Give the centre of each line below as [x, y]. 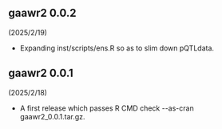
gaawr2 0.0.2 [42, 13]
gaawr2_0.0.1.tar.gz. [52, 116]
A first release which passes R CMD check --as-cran [107, 108]
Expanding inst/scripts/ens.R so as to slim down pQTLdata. [117, 48]
